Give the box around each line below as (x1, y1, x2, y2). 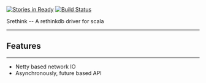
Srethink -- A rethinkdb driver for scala (6, 18, 104, 24)
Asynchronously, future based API (15, 69, 102, 76)
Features (6, 41, 41, 51)
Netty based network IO (15, 63, 76, 70)
